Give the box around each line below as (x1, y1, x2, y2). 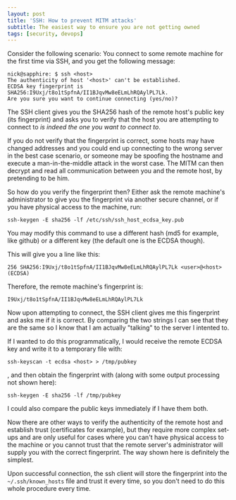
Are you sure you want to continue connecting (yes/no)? (7, 95, 178, 103)
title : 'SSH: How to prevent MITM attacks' (7, 17, 137, 24)
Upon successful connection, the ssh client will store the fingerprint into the (7, 470, 228, 478)
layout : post (7, 10, 46, 18)
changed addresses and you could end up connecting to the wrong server (7, 144, 223, 153)
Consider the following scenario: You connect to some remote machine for (7, 50, 223, 58)
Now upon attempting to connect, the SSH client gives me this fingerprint (7, 308, 220, 317)
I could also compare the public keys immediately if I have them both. (7, 405, 209, 413)
